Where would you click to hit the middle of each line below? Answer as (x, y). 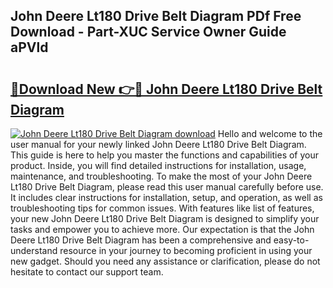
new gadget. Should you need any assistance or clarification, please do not (165, 261)
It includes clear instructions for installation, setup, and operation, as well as (166, 197)
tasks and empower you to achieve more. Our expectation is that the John (162, 229)
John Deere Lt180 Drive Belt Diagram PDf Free (156, 16)
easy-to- (291, 240)
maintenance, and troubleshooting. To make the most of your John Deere (161, 176)
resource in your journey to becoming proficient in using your (186, 250)
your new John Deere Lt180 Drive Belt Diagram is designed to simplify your (165, 218)
